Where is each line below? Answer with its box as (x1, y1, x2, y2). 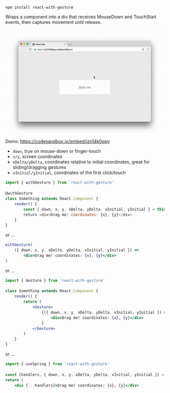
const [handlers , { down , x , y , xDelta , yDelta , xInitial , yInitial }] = (5, 372, 164, 377)
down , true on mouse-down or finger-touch (12, 148, 101, 154)
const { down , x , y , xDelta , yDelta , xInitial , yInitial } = (23, 207, 155, 212)
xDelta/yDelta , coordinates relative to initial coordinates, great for (12, 159, 150, 165)
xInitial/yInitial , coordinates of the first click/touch (12, 169, 126, 176)
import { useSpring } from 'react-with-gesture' (5, 362, 110, 367)
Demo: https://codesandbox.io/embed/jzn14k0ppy (5, 139, 110, 145)
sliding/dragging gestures (12, 164, 67, 170)
